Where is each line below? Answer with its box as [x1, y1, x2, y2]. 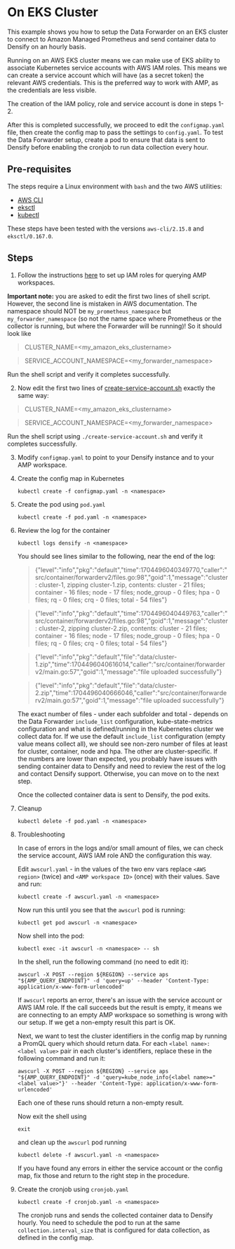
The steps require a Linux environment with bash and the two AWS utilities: [7, 182, 222, 190]
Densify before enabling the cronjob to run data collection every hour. [7, 143, 209, 151]
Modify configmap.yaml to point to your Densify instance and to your [17, 453, 215, 461]
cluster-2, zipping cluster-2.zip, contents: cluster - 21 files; [38, 623, 208, 633]
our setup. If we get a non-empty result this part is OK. [17, 1018, 175, 1026]
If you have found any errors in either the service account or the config [17, 1164, 223, 1172]
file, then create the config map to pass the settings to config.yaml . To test [7, 128, 224, 136]
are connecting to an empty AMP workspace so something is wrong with [17, 1010, 228, 1019]
